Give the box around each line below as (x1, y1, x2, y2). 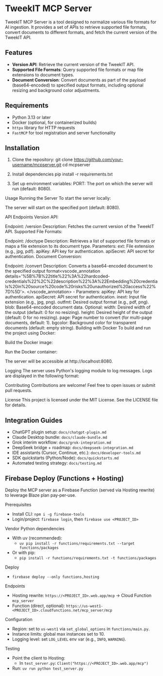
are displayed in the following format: (5, 373, 79, 379)
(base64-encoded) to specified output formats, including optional (12, 82, 144, 88)
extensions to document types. (12, 71, 74, 78)
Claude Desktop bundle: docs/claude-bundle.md (12, 434, 108, 440)
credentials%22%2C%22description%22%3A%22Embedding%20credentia (5, 278, 158, 284)
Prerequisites (5, 502, 32, 507)
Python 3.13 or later (12, 114, 51, 120)
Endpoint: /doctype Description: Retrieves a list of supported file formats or (5, 238, 155, 244)
